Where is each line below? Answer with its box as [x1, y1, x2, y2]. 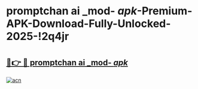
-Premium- [136, 4, 193, 18]
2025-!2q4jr [6, 30, 69, 43]
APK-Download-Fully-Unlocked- [6, 17, 171, 30]
